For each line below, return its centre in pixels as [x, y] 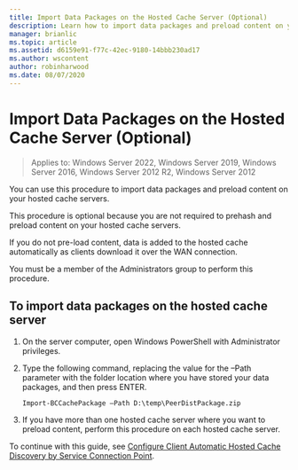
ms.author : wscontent [49, 59]
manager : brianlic [43, 34]
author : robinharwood [49, 67]
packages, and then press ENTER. [84, 387]
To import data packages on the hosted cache [138, 306]
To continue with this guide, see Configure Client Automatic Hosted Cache [145, 446]
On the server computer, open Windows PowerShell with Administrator [151, 341]
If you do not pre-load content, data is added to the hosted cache [129, 242]
